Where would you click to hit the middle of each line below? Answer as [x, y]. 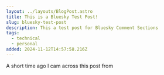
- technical [26, 38]
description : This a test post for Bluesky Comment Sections [82, 28]
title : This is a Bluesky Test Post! [52, 17]
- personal [25, 44]
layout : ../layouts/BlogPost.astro [49, 11]
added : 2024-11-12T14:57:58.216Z [47, 49]
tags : [13, 33]
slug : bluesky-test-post [36, 22]
